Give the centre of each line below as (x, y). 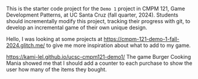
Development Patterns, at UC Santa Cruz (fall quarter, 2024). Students (92, 15)
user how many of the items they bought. (56, 69)
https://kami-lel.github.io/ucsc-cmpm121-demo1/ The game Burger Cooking (99, 57)
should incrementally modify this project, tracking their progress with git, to (98, 21)
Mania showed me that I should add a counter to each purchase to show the (99, 63)
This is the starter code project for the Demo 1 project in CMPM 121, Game (96, 9)
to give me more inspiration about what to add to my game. (119, 45)
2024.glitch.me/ (26, 45)
